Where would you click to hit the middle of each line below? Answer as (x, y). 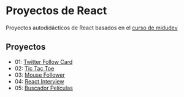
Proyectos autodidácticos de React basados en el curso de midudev (92, 28)
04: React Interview (39, 81)
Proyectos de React (56, 11)
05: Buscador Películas (44, 88)
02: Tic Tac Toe (34, 68)
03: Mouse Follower (40, 75)
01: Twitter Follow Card (44, 61)
